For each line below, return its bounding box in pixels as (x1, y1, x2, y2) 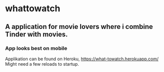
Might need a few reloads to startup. (5, 61, 79, 67)
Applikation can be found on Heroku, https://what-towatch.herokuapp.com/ (5, 56, 159, 62)
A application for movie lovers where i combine (5, 23, 153, 31)
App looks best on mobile (5, 45, 68, 51)
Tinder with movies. (5, 30, 68, 38)
